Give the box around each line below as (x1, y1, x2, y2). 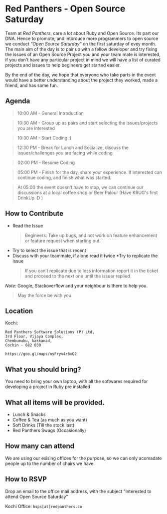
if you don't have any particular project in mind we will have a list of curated (5, 56, 161, 62)
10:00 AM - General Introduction (17, 110, 84, 116)
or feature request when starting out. (24, 237, 101, 243)
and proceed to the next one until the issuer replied (24, 273, 131, 279)
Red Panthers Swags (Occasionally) (12, 427, 86, 433)
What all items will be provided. (5, 398, 105, 406)
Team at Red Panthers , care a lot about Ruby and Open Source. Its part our (5, 30, 159, 36)
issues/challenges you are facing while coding (17, 149, 113, 155)
